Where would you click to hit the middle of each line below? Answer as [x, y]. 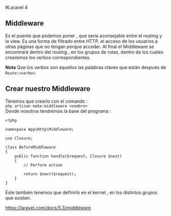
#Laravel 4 [17, 7]
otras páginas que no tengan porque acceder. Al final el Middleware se [80, 46]
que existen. [18, 198]
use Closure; [19, 138]
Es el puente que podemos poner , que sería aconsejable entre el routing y [84, 36]
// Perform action [43, 165]
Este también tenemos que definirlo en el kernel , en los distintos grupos [81, 192]
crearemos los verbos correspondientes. [48, 57]
